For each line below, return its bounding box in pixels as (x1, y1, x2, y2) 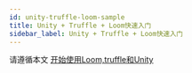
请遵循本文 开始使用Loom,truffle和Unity (9, 55, 154, 65)
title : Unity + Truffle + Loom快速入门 (9, 21, 152, 30)
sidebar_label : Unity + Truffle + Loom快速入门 (9, 29, 184, 38)
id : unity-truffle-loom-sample (9, 12, 125, 22)
